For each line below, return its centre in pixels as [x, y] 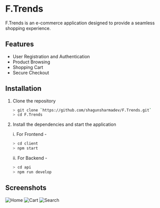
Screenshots [26, 188]
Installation [23, 89]
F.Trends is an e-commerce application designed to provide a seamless [80, 23]
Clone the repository [34, 101]
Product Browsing [31, 62]
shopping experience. [28, 28]
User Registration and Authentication [51, 56]
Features [20, 44]
